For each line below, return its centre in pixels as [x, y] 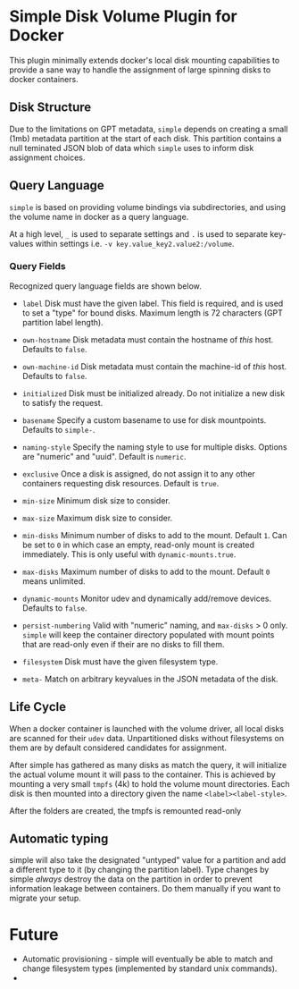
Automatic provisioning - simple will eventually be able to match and [148, 959]
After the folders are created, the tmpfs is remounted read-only [125, 810]
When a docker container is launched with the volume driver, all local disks [146, 728]
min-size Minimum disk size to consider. [96, 500]
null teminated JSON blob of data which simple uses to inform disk [132, 148]
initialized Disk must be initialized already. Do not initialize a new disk [154, 393]
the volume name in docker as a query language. [99, 216]
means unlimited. [54, 581]
